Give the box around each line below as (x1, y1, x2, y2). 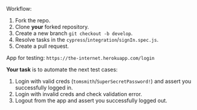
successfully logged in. (15, 84, 73, 91)
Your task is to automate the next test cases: (6, 66, 118, 73)
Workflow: (6, 5, 32, 12)
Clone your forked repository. (15, 24, 89, 30)
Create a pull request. (15, 42, 69, 50)
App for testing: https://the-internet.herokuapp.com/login (6, 54, 155, 61)
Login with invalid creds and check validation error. (15, 91, 143, 97)
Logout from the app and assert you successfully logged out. (15, 97, 167, 104)
